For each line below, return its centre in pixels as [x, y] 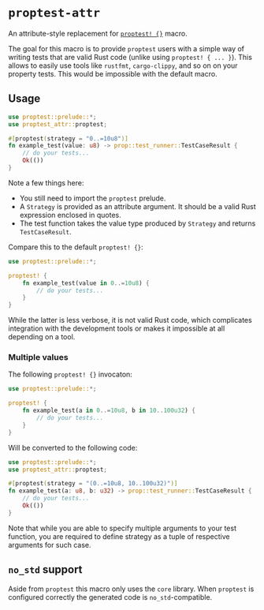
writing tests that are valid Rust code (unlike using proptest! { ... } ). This [130, 57]
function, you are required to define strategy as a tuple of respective [119, 536]
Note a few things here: [46, 182]
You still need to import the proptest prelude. [93, 198]
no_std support [45, 570]
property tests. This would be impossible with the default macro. [113, 73]
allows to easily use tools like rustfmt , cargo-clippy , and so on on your [123, 65]
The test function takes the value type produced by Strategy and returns [138, 223]
